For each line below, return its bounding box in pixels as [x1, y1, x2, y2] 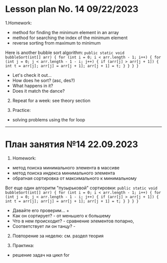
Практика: [12, 242, 34, 248]
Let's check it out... [12, 72, 52, 78]
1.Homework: [5, 20, 32, 26]
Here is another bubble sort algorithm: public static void [5, 50, 125, 55]
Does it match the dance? [12, 88, 65, 94]
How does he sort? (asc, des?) [12, 77, 76, 83]
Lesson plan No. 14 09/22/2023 [5, 3, 139, 15]
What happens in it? [12, 83, 54, 89]
